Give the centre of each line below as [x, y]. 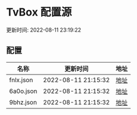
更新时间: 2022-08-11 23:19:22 [44, 30]
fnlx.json [21, 80]
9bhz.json [23, 102]
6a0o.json [23, 91]
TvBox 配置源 [39, 12]
